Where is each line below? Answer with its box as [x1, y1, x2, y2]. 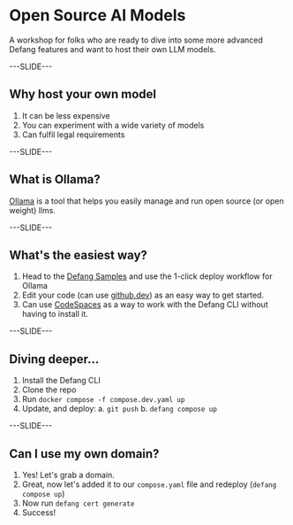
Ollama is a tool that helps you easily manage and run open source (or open [9, 196, 284, 206]
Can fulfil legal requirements [21, 129, 125, 140]
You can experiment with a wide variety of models [21, 120, 205, 130]
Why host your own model [9, 87, 157, 102]
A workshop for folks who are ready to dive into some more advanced [9, 35, 263, 45]
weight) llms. [9, 205, 56, 215]
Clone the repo [21, 384, 77, 395]
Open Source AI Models [9, 5, 186, 26]
